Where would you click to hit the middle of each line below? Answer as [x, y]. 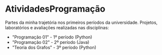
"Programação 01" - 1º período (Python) [52, 37]
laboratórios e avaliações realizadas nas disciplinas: [57, 27]
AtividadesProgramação [55, 9]
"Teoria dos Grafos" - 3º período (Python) [54, 47]
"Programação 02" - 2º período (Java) [51, 42]
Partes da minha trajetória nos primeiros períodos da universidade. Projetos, [81, 22]
